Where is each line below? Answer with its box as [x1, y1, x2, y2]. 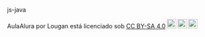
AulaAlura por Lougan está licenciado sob [7, 22, 125, 30]
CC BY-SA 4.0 [126, 22, 166, 30]
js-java [7, 6, 26, 13]
